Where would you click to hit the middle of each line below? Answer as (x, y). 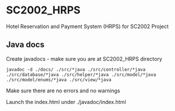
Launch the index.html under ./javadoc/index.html (66, 102)
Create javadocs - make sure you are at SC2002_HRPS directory (84, 58)
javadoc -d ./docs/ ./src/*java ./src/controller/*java (76, 70)
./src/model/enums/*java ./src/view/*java (59, 79)
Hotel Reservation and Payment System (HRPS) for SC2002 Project (87, 26)
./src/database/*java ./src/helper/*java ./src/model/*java (81, 74)
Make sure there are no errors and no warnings (63, 91)
